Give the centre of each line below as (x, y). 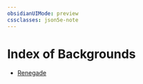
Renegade (32, 73)
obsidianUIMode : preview (43, 13)
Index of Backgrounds (71, 54)
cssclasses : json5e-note (43, 20)
